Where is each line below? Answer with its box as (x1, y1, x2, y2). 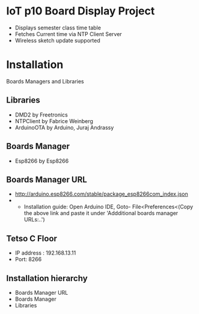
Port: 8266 (14, 256, 42, 263)
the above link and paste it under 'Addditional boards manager (23, 210, 179, 217)
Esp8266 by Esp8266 (14, 157, 69, 165)
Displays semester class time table (14, 24, 101, 31)
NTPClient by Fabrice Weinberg (14, 117, 93, 124)
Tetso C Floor (6, 233, 57, 244)
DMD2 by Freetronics (14, 111, 68, 118)
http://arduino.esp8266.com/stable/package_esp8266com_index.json (14, 190, 188, 198)
